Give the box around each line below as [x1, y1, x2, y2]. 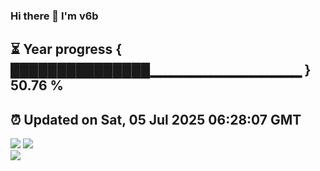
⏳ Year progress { [10, 41, 123, 58]
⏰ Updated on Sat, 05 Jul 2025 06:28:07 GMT [10, 111, 302, 128]
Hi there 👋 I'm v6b [10, 9, 99, 23]
